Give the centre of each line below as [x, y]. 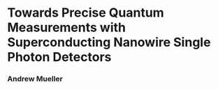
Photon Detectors [59, 57]
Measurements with [66, 27]
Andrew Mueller [35, 79]
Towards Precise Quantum [86, 13]
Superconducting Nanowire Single [109, 42]
